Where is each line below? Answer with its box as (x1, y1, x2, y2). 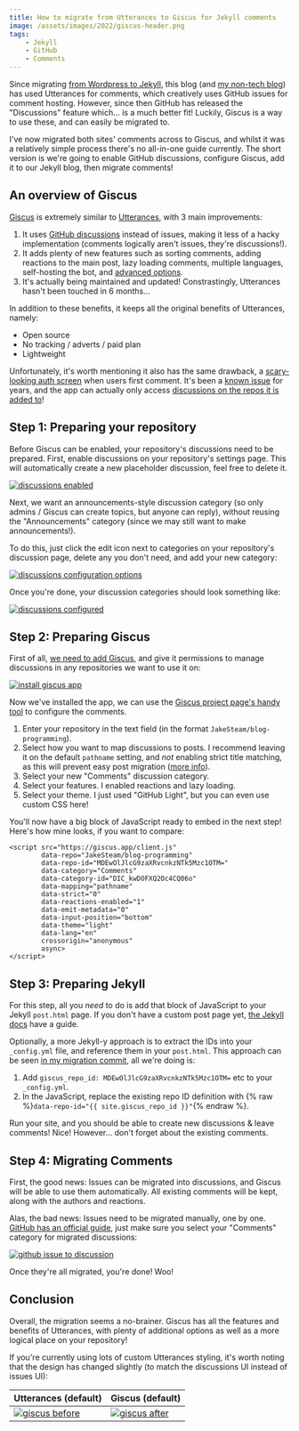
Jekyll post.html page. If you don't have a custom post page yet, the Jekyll (9, 1009, 285, 1020)
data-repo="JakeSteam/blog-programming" (41, 851, 193, 860)
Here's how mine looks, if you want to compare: (9, 826, 185, 837)
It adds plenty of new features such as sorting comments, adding (21, 247, 262, 258)
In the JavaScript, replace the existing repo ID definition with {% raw (21, 1091, 273, 1102)
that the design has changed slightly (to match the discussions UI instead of (9, 1361, 287, 1371)
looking (9, 375, 37, 385)
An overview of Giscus (9, 188, 138, 203)
